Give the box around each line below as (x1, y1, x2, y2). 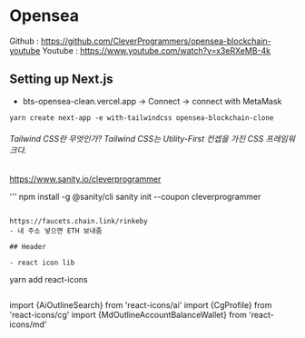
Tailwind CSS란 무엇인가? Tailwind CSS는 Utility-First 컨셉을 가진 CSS (9, 134, 264, 144)
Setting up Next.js (9, 72, 113, 87)
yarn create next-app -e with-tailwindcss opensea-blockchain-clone (9, 113, 274, 123)
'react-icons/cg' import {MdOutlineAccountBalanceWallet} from (9, 309, 247, 320)
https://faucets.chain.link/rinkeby (9, 216, 148, 225)
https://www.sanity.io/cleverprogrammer (9, 174, 162, 184)
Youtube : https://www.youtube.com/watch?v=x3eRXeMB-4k (42, 45, 271, 55)
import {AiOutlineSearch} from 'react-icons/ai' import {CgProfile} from (9, 299, 272, 310)
